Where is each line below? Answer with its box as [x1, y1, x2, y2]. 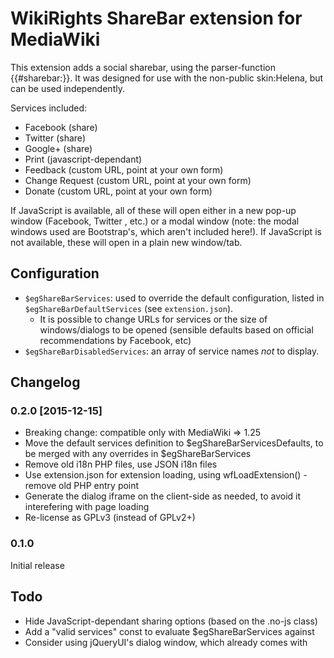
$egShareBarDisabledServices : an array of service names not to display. [24, 345, 320, 357]
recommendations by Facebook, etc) [39, 334, 192, 346]
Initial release [10, 559, 65, 571]
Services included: [10, 102, 88, 114]
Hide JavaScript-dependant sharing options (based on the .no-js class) [24, 615, 318, 627]
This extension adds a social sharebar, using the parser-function [10, 61, 276, 73]
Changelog [10, 374, 81, 391]
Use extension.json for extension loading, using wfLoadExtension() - [24, 469, 308, 481]
